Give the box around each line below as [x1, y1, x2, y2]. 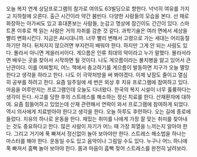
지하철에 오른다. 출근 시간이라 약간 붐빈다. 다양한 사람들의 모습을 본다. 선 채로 [12, 12, 189, 19]
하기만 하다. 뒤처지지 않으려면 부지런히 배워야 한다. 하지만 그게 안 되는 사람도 [6, 42, 182, 49]
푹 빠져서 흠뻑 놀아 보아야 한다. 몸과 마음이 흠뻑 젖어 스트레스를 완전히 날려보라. [6, 145, 188, 152]
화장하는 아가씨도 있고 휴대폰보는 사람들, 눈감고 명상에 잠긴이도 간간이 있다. [6, 20, 179, 26]
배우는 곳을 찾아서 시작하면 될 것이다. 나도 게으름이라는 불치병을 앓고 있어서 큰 [12, 56, 191, 64]
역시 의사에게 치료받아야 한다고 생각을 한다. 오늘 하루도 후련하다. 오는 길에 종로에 [6, 108, 191, 115]
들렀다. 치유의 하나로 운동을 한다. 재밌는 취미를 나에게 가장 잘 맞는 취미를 [6, 115, 172, 122]
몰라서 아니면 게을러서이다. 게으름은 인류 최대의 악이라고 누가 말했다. [14, 49, 171, 56]
